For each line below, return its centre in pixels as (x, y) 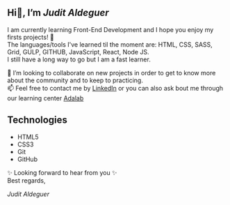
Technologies (38, 120)
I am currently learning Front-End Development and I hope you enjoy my (110, 29)
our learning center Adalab (46, 98)
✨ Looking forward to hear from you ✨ (62, 172)
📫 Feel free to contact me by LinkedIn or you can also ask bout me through (115, 88)
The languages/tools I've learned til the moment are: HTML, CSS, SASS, (110, 44)
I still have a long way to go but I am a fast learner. (79, 59)
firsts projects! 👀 (31, 37)
